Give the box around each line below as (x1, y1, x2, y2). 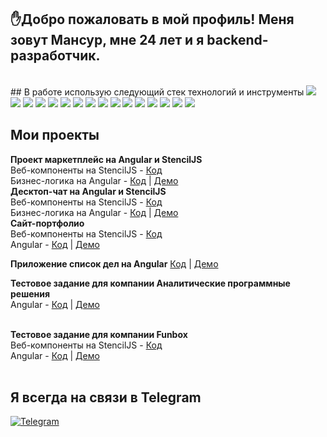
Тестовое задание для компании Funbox (10, 328, 188, 340)
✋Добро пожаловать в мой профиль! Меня (10, 11, 295, 28)
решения (10, 287, 51, 300)
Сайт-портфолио (10, 217, 85, 229)
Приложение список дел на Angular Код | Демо (10, 257, 219, 270)
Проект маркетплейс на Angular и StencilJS (10, 153, 203, 165)
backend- (206, 32, 269, 49)
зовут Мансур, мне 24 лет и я (10, 32, 205, 49)
